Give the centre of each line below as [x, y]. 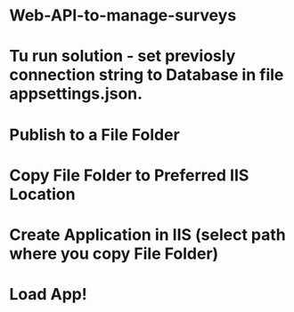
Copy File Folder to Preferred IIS [129, 175]
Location [42, 194]
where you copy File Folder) [114, 253]
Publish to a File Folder [94, 135]
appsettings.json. [76, 94]
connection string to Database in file [147, 75]
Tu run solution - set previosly [122, 56]
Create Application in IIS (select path [148, 234]
